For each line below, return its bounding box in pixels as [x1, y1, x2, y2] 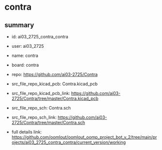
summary [4, 21, 34, 29]
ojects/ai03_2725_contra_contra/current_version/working [11, 139, 126, 145]
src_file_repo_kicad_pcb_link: [11, 91, 70, 96]
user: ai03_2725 [11, 43, 44, 49]
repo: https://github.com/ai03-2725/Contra [11, 72, 98, 77]
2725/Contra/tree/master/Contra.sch [11, 120, 85, 125]
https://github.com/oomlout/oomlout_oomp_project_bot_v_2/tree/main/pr [11, 134, 157, 140]
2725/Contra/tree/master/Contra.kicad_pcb [11, 95, 99, 101]
